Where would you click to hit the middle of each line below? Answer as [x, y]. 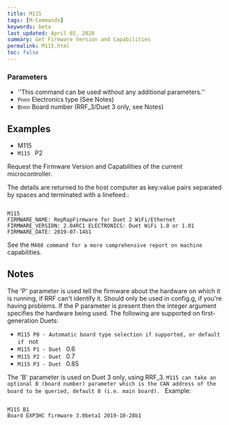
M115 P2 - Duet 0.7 [46, 356]
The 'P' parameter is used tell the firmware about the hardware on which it [114, 291]
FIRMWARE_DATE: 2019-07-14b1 [49, 232]
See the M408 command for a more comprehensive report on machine [105, 245]
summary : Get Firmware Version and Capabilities [79, 40]
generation [23, 320]
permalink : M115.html [39, 46]
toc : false [23, 53]
